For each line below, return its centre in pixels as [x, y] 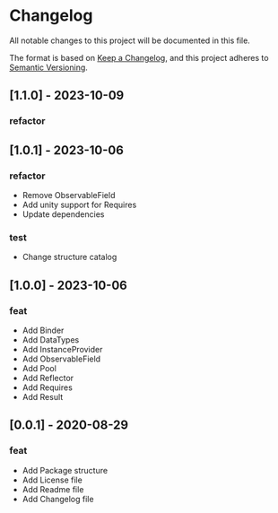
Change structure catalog [69, 257]
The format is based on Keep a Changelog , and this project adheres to [139, 57]
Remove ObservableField [69, 195]
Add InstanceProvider [62, 349]
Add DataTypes [51, 339]
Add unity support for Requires [79, 204]
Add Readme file [53, 489]
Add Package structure [65, 470]
